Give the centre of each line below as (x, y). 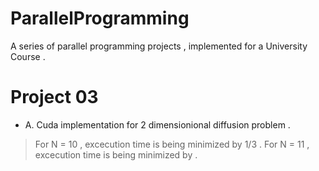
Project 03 (54, 97)
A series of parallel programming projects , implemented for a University (159, 46)
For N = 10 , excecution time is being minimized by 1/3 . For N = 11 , (172, 144)
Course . (28, 56)
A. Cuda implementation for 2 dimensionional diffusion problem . (157, 124)
